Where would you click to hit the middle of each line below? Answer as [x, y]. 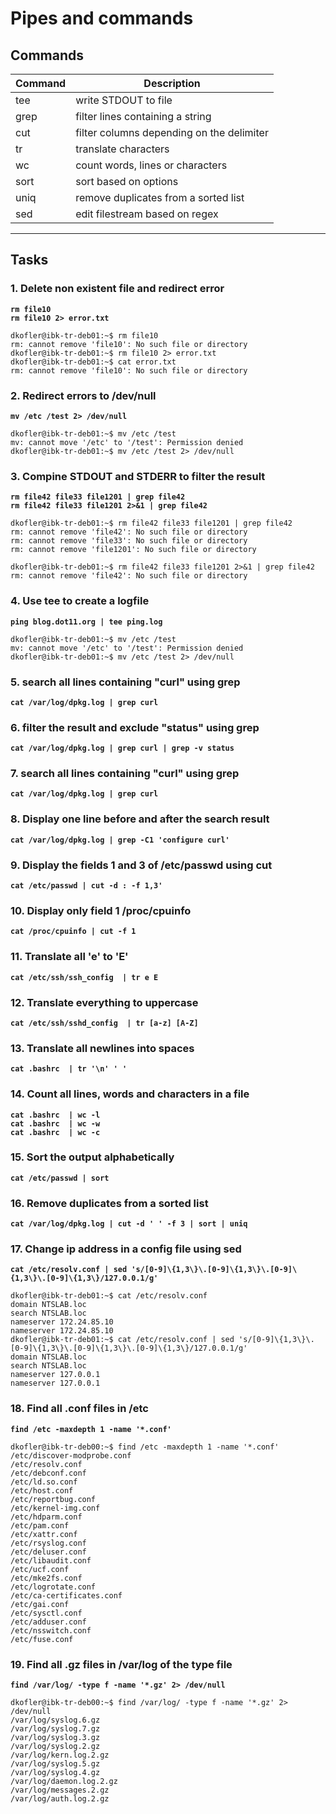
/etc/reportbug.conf [53, 1499]
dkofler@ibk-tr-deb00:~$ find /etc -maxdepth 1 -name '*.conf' [145, 1447]
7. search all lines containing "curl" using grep [125, 774]
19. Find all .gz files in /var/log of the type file [121, 1664]
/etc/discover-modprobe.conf [71, 1455]
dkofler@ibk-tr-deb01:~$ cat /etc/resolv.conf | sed [122, 1340]
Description [172, 83]
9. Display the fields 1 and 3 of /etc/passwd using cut [141, 865]
